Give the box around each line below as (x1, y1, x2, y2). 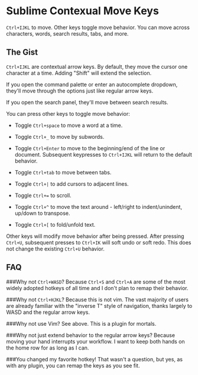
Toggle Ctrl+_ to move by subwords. (14, 133, 105, 140)
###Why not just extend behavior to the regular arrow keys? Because (6, 331, 176, 339)
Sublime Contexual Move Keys (6, 4, 160, 18)
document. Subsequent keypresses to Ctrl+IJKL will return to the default (14, 151, 192, 158)
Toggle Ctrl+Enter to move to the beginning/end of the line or (14, 144, 165, 152)
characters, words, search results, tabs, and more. (6, 30, 129, 37)
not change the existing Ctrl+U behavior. (6, 245, 105, 252)
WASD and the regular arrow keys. (6, 309, 90, 316)
